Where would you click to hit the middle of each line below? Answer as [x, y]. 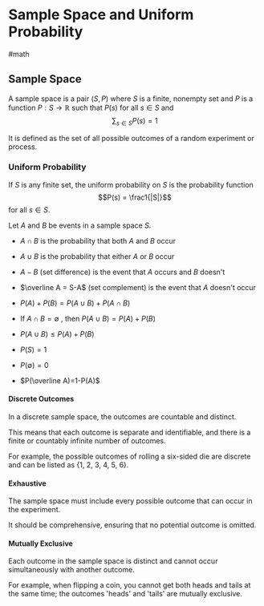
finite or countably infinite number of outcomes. [87, 441]
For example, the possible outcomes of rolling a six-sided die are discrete [130, 457]
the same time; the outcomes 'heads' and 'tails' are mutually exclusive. [126, 594]
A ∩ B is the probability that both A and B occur [98, 240]
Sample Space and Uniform [101, 15]
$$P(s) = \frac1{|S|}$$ [135, 197]
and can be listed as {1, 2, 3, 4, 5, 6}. [69, 465]
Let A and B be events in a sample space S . [80, 225]
